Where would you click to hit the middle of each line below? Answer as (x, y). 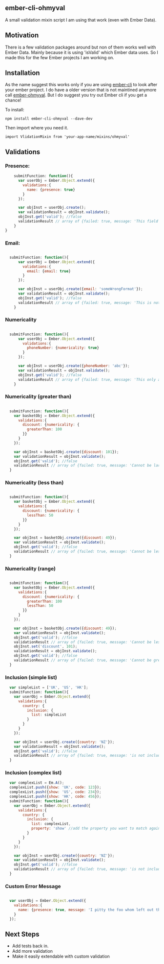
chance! (13, 100)
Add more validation (32, 951)
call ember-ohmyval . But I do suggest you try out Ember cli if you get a (76, 95)
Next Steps (22, 934)
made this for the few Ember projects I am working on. (60, 57)
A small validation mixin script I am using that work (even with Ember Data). (81, 20)
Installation (22, 73)
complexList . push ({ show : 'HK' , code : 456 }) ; (55, 797)
